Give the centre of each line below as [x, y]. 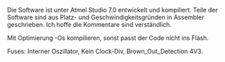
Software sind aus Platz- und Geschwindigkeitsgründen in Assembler [106, 17]
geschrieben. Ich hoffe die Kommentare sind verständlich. [89, 24]
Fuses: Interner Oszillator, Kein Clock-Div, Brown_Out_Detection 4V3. [105, 51]
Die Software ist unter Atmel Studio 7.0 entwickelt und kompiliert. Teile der [112, 10]
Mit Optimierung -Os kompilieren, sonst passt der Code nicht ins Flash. [108, 38]
